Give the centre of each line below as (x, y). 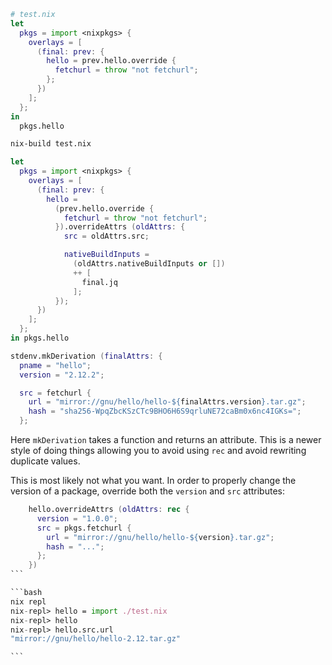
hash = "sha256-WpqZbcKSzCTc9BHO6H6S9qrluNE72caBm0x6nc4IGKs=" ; (165, 411)
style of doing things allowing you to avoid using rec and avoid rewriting (158, 450)
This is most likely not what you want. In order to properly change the (153, 480)
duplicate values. (45, 461)
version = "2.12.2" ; (62, 375)
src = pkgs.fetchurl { (84, 528)
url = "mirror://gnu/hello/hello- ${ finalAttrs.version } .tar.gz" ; (167, 402)
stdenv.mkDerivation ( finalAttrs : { (86, 356)
